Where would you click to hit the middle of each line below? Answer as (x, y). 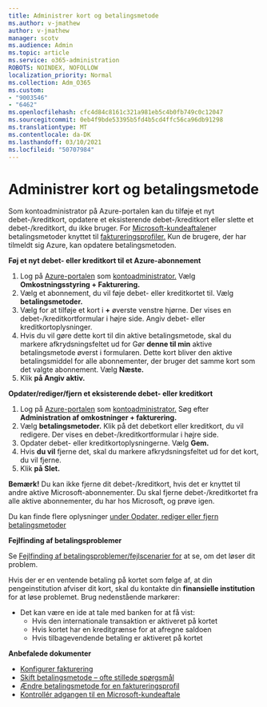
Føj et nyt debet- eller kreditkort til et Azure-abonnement (105, 261)
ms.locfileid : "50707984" (51, 150)
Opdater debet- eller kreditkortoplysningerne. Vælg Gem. (114, 443)
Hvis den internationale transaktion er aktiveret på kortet (125, 621)
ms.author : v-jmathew (44, 23)
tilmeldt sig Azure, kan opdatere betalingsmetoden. (93, 246)
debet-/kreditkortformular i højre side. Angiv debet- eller (112, 319)
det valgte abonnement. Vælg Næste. (82, 369)
